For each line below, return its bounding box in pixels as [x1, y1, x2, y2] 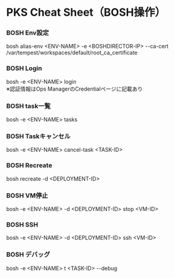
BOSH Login [6, 64, 42, 73]
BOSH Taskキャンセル [6, 132, 71, 140]
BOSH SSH [6, 220, 38, 228]
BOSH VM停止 [6, 191, 48, 199]
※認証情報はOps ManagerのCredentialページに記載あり [6, 85, 143, 92]
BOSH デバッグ [6, 250, 50, 259]
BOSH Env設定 [6, 28, 49, 37]
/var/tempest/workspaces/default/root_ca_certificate [6, 49, 138, 56]
